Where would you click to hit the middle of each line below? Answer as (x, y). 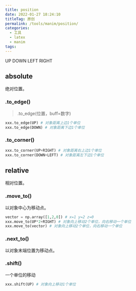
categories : (17, 28)
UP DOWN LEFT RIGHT (29, 60)
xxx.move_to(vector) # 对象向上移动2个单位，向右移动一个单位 (64, 226)
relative (17, 170)
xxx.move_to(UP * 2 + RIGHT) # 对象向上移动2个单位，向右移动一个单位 (68, 222)
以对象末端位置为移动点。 (31, 250)
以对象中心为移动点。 (27, 207)
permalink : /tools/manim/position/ (42, 24)
